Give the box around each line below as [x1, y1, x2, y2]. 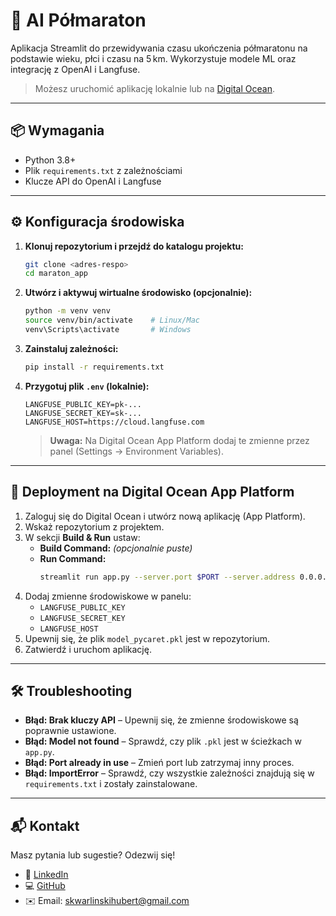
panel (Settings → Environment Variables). [49, 445, 224, 457]
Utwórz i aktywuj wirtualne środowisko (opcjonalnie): [24, 287, 253, 299]
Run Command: [39, 552, 107, 564]
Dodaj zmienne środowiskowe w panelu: [24, 590, 192, 602]
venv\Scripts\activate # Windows [24, 325, 192, 335]
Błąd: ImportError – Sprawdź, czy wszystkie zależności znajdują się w [24, 767, 315, 779]
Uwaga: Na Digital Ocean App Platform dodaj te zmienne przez [49, 434, 310, 446]
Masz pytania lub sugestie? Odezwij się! [10, 849, 176, 861]
